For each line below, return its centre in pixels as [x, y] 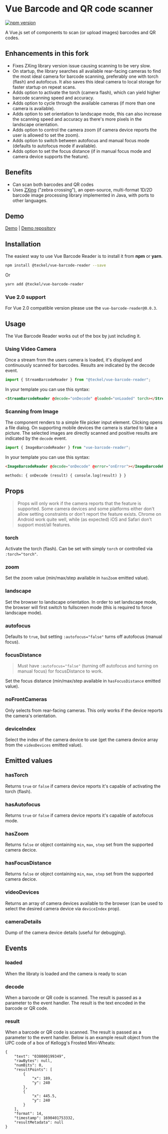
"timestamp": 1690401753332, [44, 1118]
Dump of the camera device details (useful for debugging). [66, 932]
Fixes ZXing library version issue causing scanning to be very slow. [81, 65]
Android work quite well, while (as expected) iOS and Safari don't [84, 519]
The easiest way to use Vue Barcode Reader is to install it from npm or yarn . [84, 256]
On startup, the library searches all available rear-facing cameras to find [86, 71]
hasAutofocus [23, 804]
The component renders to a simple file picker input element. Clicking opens [84, 422]
